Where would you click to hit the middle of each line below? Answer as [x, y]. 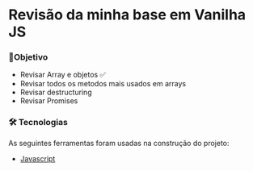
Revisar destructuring [56, 92]
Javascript [38, 158]
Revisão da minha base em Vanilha [127, 15]
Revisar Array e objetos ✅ [63, 75]
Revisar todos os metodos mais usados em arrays [103, 84]
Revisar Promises [49, 101]
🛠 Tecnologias [38, 123]
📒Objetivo [28, 57]
